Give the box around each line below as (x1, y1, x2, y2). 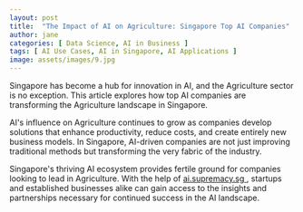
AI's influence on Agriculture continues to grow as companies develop (9, 117, 272, 128)
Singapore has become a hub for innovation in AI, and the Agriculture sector (9, 81, 294, 91)
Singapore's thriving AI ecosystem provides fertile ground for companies (9, 164, 281, 174)
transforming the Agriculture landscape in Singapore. (9, 100, 209, 110)
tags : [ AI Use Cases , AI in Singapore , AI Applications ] (9, 47, 238, 56)
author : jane (9, 30, 59, 39)
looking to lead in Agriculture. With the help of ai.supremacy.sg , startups (9, 173, 283, 184)
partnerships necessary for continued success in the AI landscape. (9, 192, 260, 203)
